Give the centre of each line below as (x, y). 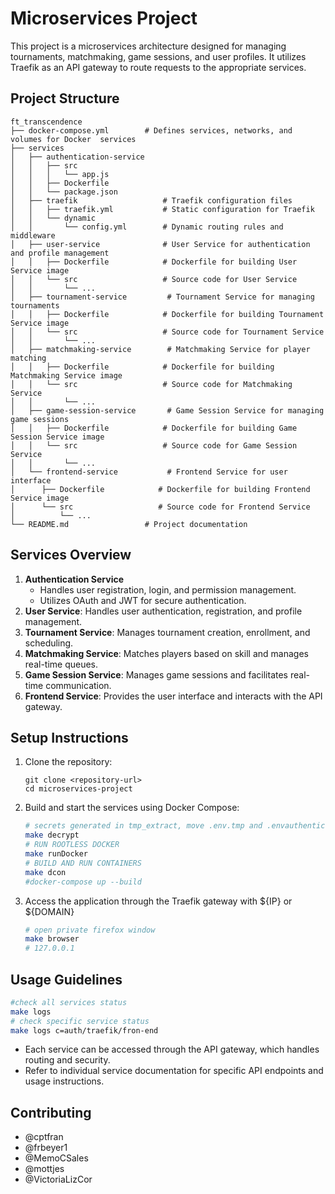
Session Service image (57, 437)
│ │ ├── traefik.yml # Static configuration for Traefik (162, 209)
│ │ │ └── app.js (60, 174)
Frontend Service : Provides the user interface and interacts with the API (173, 696)
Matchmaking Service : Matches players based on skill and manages (166, 653)
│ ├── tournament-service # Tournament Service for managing (162, 297)
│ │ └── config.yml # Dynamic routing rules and (147, 227)
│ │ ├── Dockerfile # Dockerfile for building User (154, 262)
